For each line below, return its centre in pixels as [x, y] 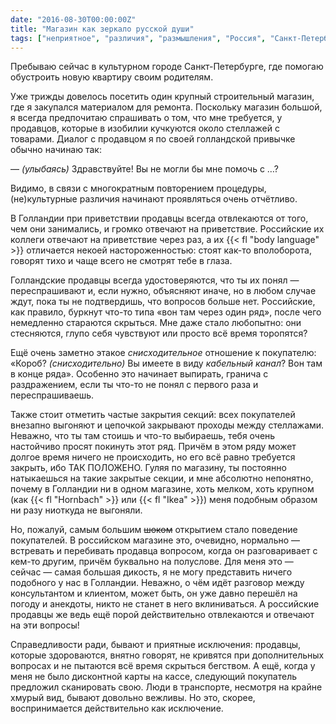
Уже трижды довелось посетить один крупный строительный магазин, [162, 97]
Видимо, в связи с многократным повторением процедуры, [138, 188]
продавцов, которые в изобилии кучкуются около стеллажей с [145, 128]
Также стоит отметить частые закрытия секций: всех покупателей [153, 415]
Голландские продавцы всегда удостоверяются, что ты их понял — [155, 280]
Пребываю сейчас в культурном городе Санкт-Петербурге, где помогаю [167, 67]
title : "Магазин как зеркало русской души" [102, 29]
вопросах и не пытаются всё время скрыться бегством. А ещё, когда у [163, 666]
